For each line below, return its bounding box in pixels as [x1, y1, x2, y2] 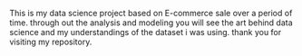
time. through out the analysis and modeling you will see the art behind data [9, 17, 293, 28]
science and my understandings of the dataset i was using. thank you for [9, 27, 282, 37]
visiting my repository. [9, 36, 93, 47]
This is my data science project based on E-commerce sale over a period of [9, 8, 293, 18]
